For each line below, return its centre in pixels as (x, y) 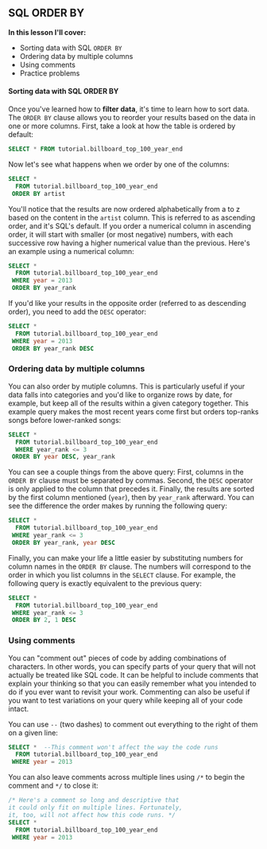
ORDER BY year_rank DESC (52, 348)
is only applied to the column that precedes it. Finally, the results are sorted (132, 489)
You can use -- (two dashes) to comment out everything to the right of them (133, 724)
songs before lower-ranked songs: (65, 420)
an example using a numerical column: (72, 251)
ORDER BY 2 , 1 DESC (44, 620)
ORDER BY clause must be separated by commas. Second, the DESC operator (131, 480)
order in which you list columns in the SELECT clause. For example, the (122, 575)
